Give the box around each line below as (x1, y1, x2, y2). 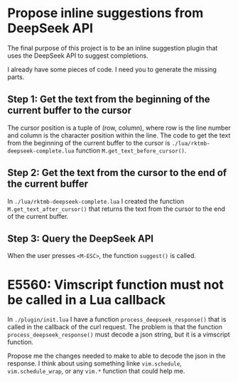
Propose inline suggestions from (7, 5, 204, 21)
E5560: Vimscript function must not (7, 277, 224, 293)
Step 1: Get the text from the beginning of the (7, 93, 211, 105)
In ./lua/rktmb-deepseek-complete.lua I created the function (7, 197, 185, 205)
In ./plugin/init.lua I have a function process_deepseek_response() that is (7, 315, 227, 324)
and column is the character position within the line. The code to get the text (7, 130, 231, 140)
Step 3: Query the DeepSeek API (7, 232, 154, 244)
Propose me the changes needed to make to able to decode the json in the (7, 351, 226, 361)
